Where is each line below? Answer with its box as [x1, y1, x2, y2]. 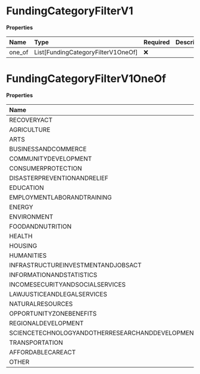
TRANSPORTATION [9, 338, 64, 347]
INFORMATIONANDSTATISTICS [9, 270, 98, 279]
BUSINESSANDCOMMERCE [9, 145, 87, 153]
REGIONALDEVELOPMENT [9, 319, 84, 327]
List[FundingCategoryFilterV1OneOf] [34, 48, 138, 56]
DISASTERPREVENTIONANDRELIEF [9, 174, 109, 182]
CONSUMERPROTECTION [9, 164, 82, 172]
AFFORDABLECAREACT [9, 348, 76, 356]
